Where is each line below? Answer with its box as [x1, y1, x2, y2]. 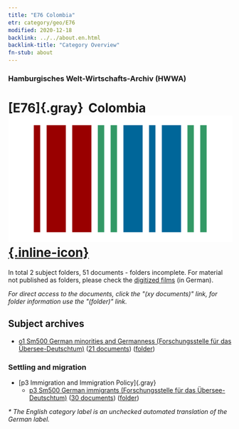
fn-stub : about [8, 49, 53, 56]
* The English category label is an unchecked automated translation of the [8, 407, 228, 415]
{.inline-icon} [8, 245, 90, 261]
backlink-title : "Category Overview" [8, 41, 120, 49]
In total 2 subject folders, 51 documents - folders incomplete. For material [8, 268, 223, 276]
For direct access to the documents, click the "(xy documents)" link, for [8, 289, 218, 298]
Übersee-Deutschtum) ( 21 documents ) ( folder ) [18, 344, 156, 353]
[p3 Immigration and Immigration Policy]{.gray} [18, 378, 156, 387]
